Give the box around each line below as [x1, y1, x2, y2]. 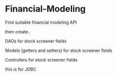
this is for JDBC [5, 66, 37, 72]
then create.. [5, 29, 31, 34]
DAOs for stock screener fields [5, 38, 67, 44]
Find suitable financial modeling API [5, 19, 77, 25]
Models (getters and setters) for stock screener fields [5, 47, 113, 53]
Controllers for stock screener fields [5, 57, 78, 62]
